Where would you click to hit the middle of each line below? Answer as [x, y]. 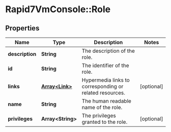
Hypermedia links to [106, 80]
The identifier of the [105, 65]
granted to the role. [105, 122]
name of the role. [102, 107]
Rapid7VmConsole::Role [58, 9]
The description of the [108, 51]
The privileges [99, 115]
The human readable [106, 101]
